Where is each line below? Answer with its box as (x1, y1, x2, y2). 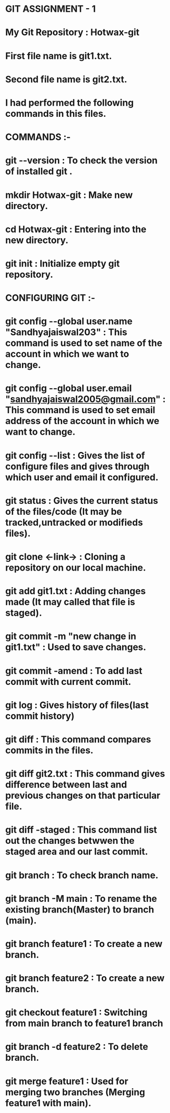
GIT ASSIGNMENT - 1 (5, 3, 96, 15)
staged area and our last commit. (5, 846, 148, 858)
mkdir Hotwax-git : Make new (5, 189, 133, 200)
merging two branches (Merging (5, 1086, 145, 1098)
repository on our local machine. (5, 562, 147, 573)
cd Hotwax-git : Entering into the (5, 224, 147, 235)
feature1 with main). (5, 1097, 92, 1109)
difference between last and (5, 779, 127, 791)
